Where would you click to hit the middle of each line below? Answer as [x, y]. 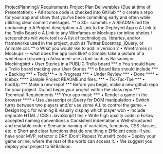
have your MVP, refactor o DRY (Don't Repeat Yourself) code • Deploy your [81, 136]
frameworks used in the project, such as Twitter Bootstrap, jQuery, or [74, 43]
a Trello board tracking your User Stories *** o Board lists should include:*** [81, 69]
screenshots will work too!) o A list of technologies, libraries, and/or [73, 38]
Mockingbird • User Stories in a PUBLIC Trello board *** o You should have [80, 64]
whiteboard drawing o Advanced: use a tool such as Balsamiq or [70, 59]
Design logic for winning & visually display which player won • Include [75, 110]
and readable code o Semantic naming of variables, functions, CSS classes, [81, 126]
